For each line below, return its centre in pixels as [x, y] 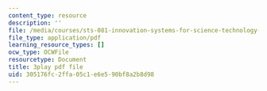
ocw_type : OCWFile [39, 52]
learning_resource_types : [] [56, 45]
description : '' [35, 23]
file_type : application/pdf [55, 38]
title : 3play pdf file [46, 67]
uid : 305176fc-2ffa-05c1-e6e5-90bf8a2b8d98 [81, 74]
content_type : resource [48, 15]
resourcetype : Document [48, 60]
